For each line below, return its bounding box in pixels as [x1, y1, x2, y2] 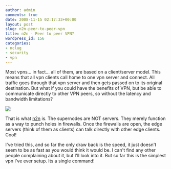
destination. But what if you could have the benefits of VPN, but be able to [5, 85, 162, 91]
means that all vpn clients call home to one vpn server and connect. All [5, 75, 155, 81]
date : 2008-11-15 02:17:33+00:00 [5, 17, 77, 22]
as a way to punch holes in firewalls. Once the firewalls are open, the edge [5, 121, 162, 127]
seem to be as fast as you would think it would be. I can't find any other [5, 147, 156, 153]
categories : [5, 41, 31, 46]
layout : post [5, 21, 33, 27]
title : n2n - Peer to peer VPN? [5, 31, 74, 36]
